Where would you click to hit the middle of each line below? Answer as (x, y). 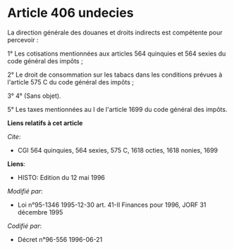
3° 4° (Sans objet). (34, 96)
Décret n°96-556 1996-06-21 (60, 239)
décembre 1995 (40, 212)
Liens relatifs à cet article (45, 123)
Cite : (14, 136)
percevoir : (23, 39)
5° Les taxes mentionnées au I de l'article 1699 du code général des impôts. (117, 109)
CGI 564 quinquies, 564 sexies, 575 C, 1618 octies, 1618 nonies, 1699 (118, 150)
